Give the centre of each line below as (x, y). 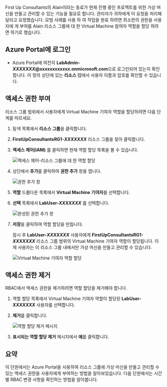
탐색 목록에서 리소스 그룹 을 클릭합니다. (50, 128)
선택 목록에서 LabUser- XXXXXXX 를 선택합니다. (61, 203)
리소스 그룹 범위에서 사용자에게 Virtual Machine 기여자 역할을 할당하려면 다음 (81, 111)
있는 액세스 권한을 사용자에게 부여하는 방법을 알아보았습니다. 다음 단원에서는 (79, 373)
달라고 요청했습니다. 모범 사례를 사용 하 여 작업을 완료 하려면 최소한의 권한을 (79, 20)
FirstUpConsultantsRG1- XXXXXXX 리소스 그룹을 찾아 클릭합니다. (79, 139)
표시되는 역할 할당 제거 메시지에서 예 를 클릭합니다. (61, 337)
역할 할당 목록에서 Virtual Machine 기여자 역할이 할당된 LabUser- (77, 298)
